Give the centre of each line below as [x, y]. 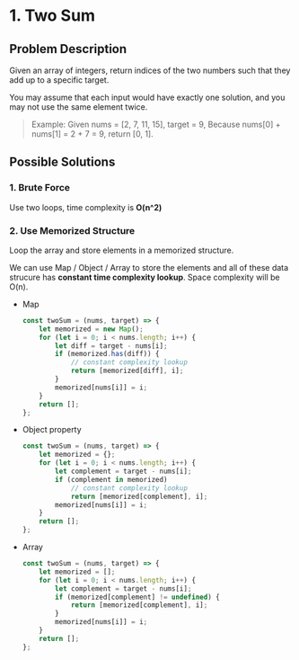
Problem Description [68, 49]
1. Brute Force [40, 188]
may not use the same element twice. [79, 107]
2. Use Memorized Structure [72, 230]
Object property [52, 430]
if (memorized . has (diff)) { [107, 354]
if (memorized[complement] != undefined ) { [137, 597]
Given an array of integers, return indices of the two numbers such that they [150, 70]
